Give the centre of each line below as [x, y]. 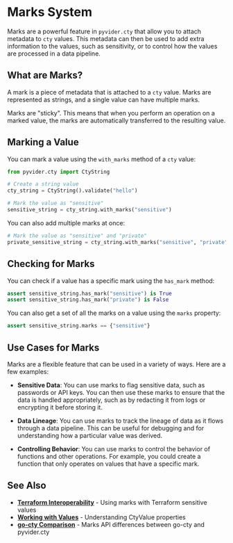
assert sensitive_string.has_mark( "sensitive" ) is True [89, 293]
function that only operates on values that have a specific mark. [108, 464]
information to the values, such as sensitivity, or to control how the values [112, 46]
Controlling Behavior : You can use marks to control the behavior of [113, 448]
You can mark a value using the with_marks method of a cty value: [102, 159]
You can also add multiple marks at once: [66, 222]
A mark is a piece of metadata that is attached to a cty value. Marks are [109, 92]
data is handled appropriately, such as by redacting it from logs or [111, 400]
